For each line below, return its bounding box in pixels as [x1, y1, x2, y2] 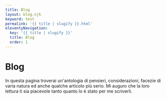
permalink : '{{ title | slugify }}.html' [5, 21, 93, 26]
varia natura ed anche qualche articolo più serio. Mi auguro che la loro [5, 83, 150, 89]
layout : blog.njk [5, 12, 41, 17]
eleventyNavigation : [5, 26, 48, 31]
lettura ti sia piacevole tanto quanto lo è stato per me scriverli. [5, 88, 132, 94]
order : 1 [9, 40, 28, 45]
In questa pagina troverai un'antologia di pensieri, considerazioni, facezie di [5, 78, 161, 84]
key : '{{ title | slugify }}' [9, 30, 72, 35]
